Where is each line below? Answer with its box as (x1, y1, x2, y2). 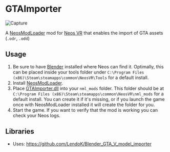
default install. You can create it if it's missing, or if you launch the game (12, 96, 165, 102)
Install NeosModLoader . (12, 80, 63, 86)
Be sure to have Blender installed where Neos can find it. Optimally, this (12, 63, 164, 69)
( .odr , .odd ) (5, 35, 30, 41)
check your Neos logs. (12, 112, 60, 118)
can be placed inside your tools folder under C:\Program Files (12, 69, 144, 75)
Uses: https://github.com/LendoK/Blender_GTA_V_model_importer (12, 141, 152, 147)
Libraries (5, 127, 34, 136)
